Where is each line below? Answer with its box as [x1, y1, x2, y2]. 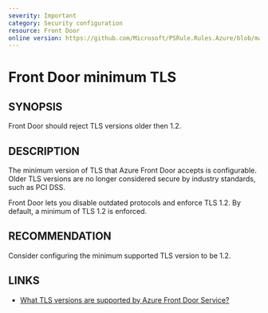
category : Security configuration [8, 19, 124, 27]
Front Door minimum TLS [8, 69, 177, 86]
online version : [8, 34, 62, 42]
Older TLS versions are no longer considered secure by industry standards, [8, 174, 256, 184]
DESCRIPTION [8, 145, 80, 158]
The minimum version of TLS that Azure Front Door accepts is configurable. [8, 165, 257, 176]
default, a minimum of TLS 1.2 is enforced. [8, 207, 148, 216]
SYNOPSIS [8, 100, 63, 113]
